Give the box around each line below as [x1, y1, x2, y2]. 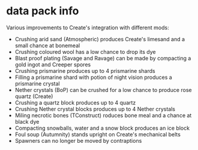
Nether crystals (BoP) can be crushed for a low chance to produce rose [14, 86, 192, 93]
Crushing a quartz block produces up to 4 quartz [14, 99, 136, 106]
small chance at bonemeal [14, 42, 80, 49]
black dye [14, 118, 40, 125]
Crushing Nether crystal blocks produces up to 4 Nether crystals [14, 105, 176, 112]
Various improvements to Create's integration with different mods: [6, 24, 169, 31]
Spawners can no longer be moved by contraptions [14, 137, 142, 144]
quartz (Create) [14, 93, 53, 100]
